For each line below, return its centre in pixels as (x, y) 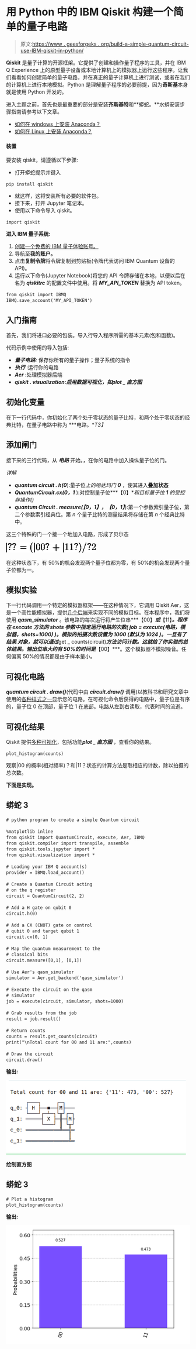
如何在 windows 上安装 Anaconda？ (57, 124)
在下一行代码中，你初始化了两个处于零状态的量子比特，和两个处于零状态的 (95, 417)
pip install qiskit (30, 184)
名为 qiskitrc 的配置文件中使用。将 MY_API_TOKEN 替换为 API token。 (100, 283)
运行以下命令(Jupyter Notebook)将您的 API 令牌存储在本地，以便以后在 (100, 276)
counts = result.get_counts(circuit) (52, 1036)
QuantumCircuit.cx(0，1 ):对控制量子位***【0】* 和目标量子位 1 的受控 (100, 492)
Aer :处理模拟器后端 (38, 375)
